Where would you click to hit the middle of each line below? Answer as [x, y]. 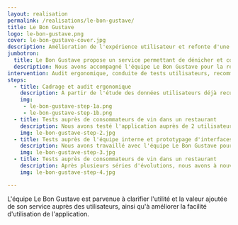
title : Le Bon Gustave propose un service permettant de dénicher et [118, 60]
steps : [17, 80]
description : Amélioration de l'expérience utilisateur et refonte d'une [119, 47]
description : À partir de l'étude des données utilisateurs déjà [119, 93]
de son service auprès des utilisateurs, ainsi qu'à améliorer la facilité [107, 206]
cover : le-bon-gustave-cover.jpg [57, 40]
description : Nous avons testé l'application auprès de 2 [107, 126]
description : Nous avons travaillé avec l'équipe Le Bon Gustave [119, 146]
